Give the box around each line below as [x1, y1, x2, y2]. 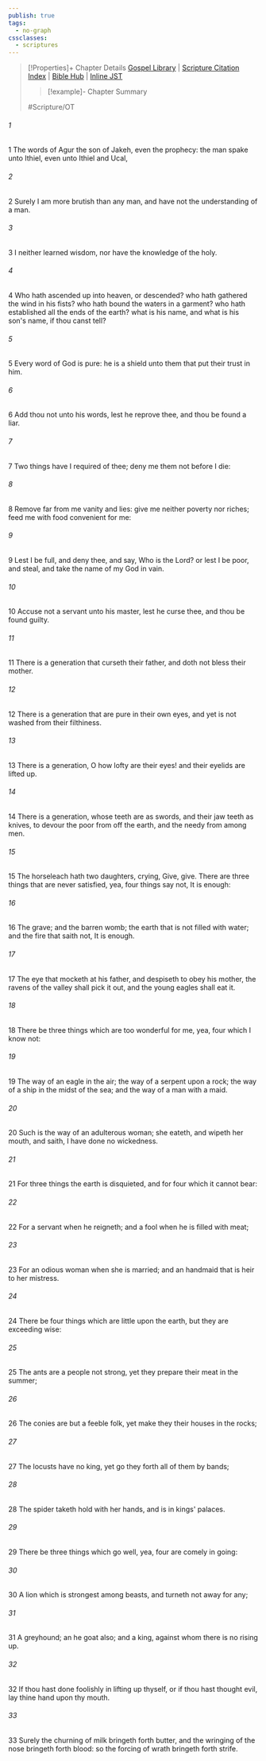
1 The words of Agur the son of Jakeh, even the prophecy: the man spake [8, 145, 249, 155]
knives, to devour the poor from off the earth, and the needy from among [8, 820, 247, 829]
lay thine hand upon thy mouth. [8, 1693, 110, 1702]
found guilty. [8, 615, 50, 625]
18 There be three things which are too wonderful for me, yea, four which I [8, 1025, 252, 1034]
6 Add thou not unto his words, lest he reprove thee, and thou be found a [8, 410, 247, 420]
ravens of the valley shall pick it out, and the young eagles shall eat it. [8, 983, 236, 992]
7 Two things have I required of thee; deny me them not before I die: [8, 461, 231, 471]
